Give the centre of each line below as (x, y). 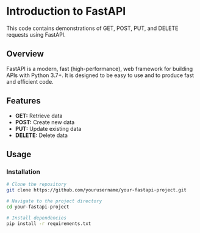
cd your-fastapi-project (38, 207)
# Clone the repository (37, 185)
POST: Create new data (45, 122)
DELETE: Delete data (41, 135)
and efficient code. (30, 81)
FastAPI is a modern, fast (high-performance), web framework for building (100, 68)
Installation (23, 171)
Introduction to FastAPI (66, 11)
